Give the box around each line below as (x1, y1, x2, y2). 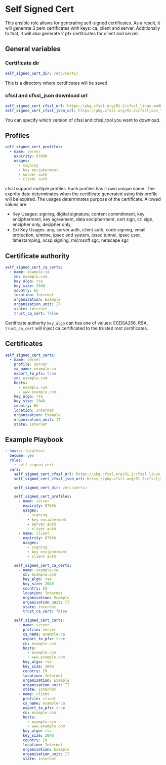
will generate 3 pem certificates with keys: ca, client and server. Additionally (5, 25, 161, 31)
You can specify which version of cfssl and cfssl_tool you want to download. (5, 117, 161, 123)
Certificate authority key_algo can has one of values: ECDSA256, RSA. (5, 320, 148, 326)
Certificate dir (5, 59, 40, 66)
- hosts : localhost (5, 448, 45, 454)
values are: (5, 202, 28, 208)
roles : (9, 458, 23, 463)
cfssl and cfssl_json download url (5, 92, 88, 99)
